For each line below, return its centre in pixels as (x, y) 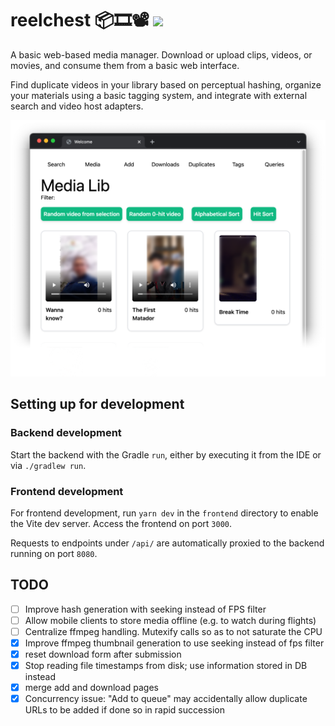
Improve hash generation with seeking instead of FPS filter (145, 609)
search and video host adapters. (77, 106)
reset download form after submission (103, 654)
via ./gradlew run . (48, 465)
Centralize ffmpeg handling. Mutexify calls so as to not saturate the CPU (173, 631)
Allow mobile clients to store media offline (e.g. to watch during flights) (170, 620)
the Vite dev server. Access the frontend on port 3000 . (121, 523)
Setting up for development (97, 404)
